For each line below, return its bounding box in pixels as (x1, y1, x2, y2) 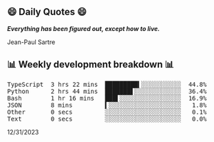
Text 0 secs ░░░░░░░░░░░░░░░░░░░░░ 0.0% (7, 114, 207, 123)
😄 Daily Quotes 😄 (7, 6, 87, 18)
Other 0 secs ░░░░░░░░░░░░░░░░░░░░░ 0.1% (7, 108, 207, 116)
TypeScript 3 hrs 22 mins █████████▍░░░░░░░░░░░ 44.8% (7, 80, 207, 88)
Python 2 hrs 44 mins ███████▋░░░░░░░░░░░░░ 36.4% (7, 87, 207, 95)
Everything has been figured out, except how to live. (7, 24, 160, 32)
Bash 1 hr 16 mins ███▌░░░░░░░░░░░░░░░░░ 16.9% (7, 94, 207, 102)
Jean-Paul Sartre (7, 38, 56, 46)
